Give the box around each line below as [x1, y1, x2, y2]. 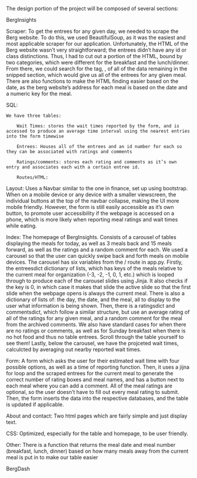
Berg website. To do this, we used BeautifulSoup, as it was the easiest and [6, 34, 186, 41]
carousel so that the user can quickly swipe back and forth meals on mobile [6, 253, 189, 259]
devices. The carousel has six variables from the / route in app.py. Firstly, [6, 258, 183, 265]
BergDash [6, 465, 30, 472]
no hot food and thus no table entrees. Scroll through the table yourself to [6, 334, 184, 340]
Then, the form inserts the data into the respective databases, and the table [6, 395, 189, 402]
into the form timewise [6, 133, 64, 139]
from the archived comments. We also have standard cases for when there [6, 321, 186, 328]
